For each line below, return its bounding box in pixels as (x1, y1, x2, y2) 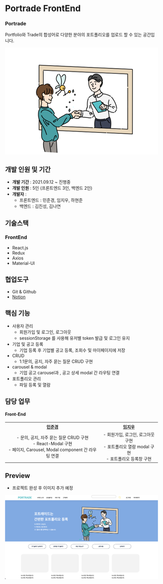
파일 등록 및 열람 (19, 382, 51, 388)
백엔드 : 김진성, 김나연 (19, 203, 61, 209)
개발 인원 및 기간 (5, 165, 51, 174)
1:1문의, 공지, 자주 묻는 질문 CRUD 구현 (19, 358, 93, 364)
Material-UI (12, 260, 35, 266)
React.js (12, 244, 29, 250)
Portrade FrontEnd (5, 3, 81, 14)
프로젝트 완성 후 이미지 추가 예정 (12, 485, 73, 491)
